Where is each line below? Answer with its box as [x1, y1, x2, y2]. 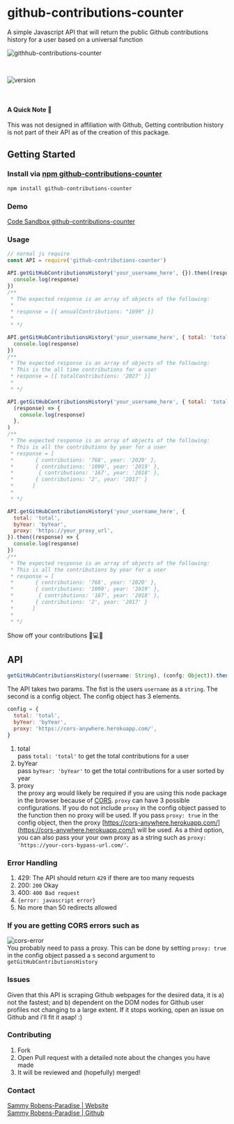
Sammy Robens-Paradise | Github [7, 1109, 104, 1117]
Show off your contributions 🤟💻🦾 [7, 631, 104, 639]
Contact [7, 1085, 36, 1095]
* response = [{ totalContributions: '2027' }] [10, 373, 151, 380]
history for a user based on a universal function [7, 35, 143, 43]
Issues [7, 975, 31, 985]
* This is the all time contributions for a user [10, 366, 157, 373]
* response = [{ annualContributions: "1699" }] [10, 309, 155, 315]
